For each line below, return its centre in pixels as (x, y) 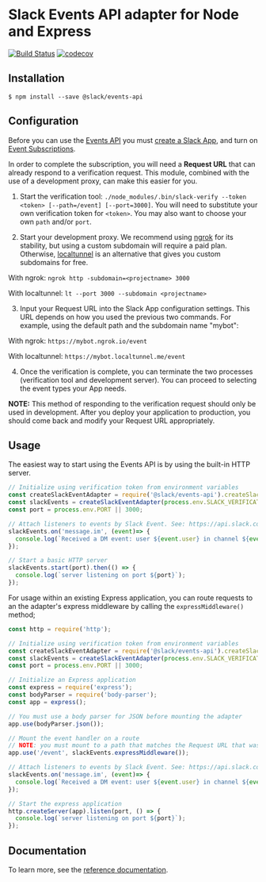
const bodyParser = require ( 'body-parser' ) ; (83, 695)
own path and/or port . (56, 221)
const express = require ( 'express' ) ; (70, 687)
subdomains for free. (54, 262)
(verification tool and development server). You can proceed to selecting (138, 379)
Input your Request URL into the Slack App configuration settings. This (135, 308)
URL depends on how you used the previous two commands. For (125, 317)
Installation (36, 78)
